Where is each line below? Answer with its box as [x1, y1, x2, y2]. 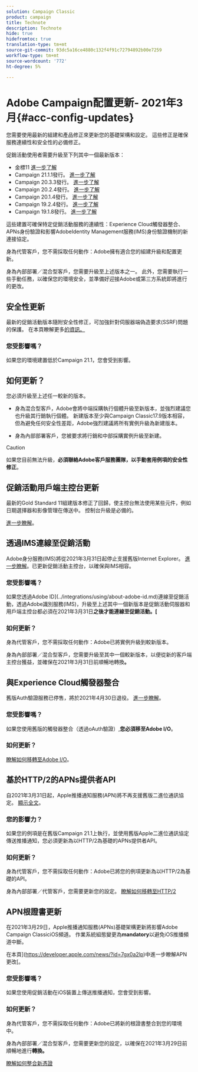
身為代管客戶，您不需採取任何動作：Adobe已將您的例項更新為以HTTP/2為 [6, 868, 186, 875]
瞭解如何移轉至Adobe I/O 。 [6, 755, 72, 763]
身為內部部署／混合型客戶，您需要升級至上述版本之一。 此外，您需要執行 [6, 268, 183, 275]
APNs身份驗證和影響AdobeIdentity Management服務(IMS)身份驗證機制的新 [6, 228, 189, 235]
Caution [6, 444, 25, 451]
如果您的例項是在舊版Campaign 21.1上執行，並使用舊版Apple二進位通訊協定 [6, 829, 190, 836]
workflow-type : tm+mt [6, 53, 60, 58]
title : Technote [6, 19, 46, 25]
